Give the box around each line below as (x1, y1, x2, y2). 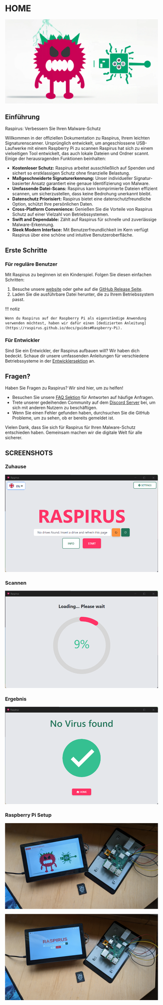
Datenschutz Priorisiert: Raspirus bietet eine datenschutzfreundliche (12, 196, 151, 202)
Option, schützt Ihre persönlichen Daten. (12, 201, 93, 207)
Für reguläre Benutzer (5, 260, 58, 267)
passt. (12, 297, 25, 303)
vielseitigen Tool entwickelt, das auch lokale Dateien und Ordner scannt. (5, 151, 149, 157)
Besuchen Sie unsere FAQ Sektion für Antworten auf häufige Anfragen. (12, 395, 154, 400)
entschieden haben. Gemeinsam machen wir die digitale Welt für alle (5, 430, 142, 435)
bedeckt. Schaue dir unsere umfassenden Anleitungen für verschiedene (5, 353, 149, 359)
